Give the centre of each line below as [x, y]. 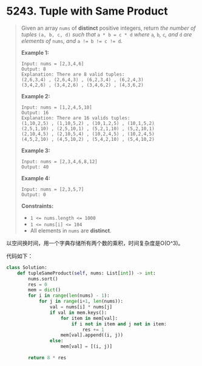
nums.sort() [43, 279]
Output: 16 [35, 113]
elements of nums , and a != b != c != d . [72, 41]
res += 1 [93, 330]
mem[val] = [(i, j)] [86, 347]
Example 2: [35, 96]
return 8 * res [47, 358]
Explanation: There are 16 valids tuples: [76, 118]
